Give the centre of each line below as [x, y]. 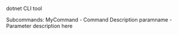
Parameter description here [39, 26]
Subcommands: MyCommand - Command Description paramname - [89, 20]
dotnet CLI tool [24, 8]
